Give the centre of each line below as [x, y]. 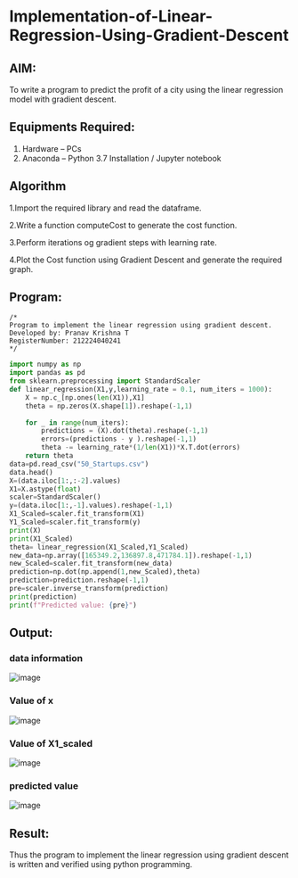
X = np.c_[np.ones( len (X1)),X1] [85, 398]
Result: [29, 833]
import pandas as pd [48, 373]
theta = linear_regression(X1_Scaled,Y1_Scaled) [99, 547]
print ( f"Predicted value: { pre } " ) [73, 605]
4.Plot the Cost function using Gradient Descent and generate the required [146, 260]
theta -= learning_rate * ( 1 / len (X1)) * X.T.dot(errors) [141, 448]
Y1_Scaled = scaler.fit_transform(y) [75, 522]
